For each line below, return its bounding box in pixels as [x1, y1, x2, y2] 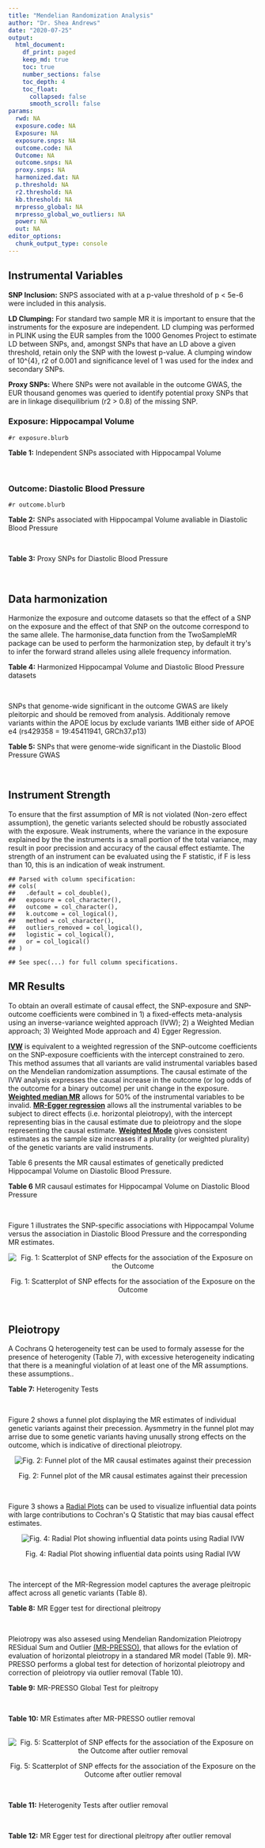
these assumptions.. [8, 1369, 74, 1379]
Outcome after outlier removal [84, 1770, 182, 1779]
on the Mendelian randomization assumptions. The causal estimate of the [8, 1066, 248, 1076]
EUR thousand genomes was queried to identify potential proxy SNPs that [8, 388, 249, 397]
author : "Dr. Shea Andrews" [8, 19, 101, 27]
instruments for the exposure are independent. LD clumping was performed [8, 322, 255, 332]
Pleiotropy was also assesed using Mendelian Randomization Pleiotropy [8, 1634, 242, 1644]
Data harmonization [8, 592, 108, 605]
